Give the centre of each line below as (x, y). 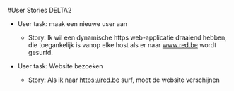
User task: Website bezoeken (60, 66)
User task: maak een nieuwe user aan (72, 24)
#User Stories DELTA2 (40, 10)
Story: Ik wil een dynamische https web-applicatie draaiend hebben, (128, 37)
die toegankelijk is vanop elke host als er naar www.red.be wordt (122, 45)
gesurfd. (40, 53)
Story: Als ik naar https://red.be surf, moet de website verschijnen (124, 80)
